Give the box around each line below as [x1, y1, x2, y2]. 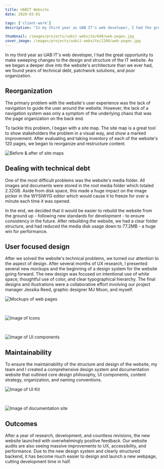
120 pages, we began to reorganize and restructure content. [5, 141, 126, 146]
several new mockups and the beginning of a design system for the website [5, 266, 158, 272]
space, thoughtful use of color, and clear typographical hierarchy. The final [5, 276, 156, 282]
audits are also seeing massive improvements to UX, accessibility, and [5, 443, 146, 449]
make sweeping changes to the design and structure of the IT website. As [5, 57, 154, 63]
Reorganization [5, 87, 53, 95]
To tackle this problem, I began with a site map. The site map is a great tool [5, 125, 156, 131]
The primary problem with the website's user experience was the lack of [5, 100, 151, 106]
